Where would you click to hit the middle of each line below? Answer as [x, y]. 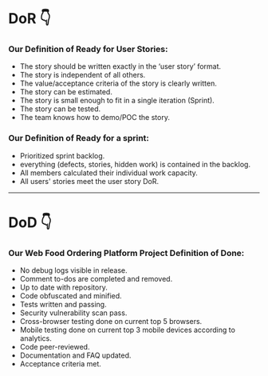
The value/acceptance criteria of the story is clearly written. [118, 83]
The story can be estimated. [66, 92]
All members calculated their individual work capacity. [108, 173]
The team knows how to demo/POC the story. [95, 118]
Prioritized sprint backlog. [62, 155]
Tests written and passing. [63, 305]
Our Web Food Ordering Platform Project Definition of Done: [126, 253]
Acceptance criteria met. [61, 364]
